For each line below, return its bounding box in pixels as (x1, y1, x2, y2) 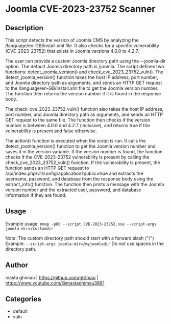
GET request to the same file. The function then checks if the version (5, 117, 151, 123)
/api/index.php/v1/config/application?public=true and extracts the (5, 170, 143, 176)
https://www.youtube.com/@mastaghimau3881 (5, 280, 105, 286)
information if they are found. (5, 192, 67, 198)
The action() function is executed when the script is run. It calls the (5, 138, 146, 144)
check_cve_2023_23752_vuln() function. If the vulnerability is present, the (5, 159, 160, 166)
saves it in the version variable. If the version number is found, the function (5, 149, 163, 154)
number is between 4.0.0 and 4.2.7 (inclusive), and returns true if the (5, 123, 150, 128)
